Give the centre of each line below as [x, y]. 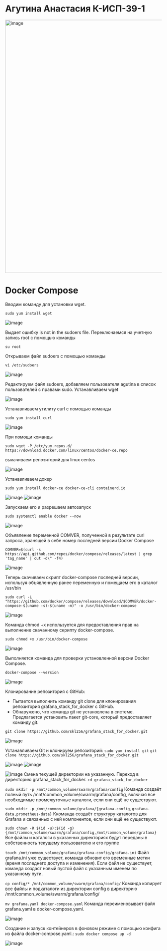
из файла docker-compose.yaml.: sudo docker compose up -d [68, 934]
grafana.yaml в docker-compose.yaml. [45, 909]
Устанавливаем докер [29, 479]
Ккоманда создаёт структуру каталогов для [100, 814]
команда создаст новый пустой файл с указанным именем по [71, 868]
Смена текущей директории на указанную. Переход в [82, 774]
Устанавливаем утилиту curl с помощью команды [58, 409]
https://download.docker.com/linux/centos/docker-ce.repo [66, 450]
